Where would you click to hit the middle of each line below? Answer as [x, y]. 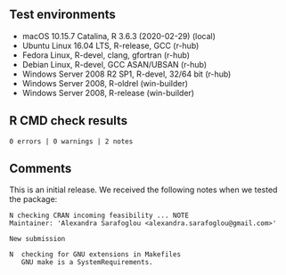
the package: [33, 199]
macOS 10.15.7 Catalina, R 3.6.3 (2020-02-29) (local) [119, 36]
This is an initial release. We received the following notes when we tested [143, 190]
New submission [37, 239]
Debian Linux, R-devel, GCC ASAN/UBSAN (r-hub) [114, 64]
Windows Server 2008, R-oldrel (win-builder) [105, 83]
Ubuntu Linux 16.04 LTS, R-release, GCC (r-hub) [110, 45]
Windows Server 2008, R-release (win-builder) [108, 93]
